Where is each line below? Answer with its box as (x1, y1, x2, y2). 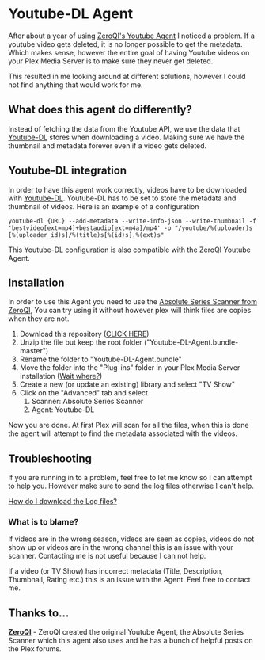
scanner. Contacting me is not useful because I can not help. (8, 551, 206, 561)
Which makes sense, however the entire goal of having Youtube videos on (8, 48, 250, 57)
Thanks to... (8, 606, 70, 620)
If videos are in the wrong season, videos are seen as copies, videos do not (8, 534, 255, 544)
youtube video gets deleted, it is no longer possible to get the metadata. (8, 39, 243, 48)
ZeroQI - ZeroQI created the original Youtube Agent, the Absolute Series (8, 628, 244, 637)
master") (19, 346, 49, 356)
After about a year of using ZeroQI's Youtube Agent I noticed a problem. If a (8, 31, 256, 40)
